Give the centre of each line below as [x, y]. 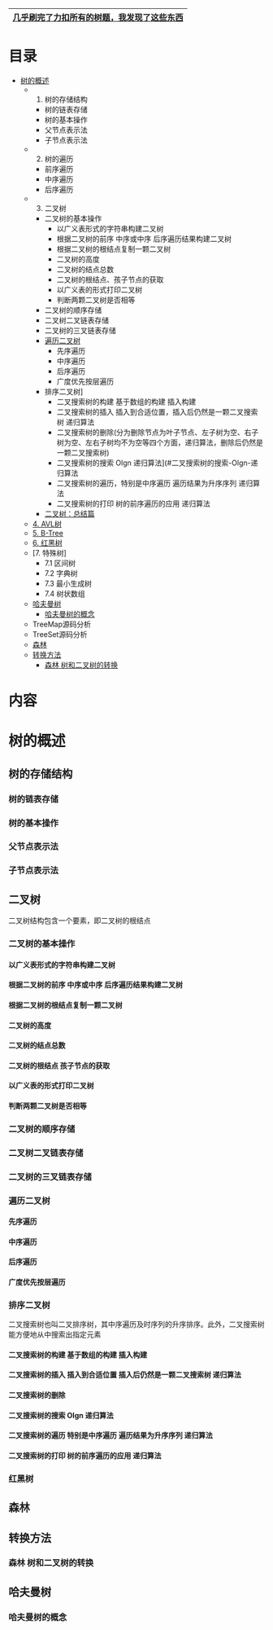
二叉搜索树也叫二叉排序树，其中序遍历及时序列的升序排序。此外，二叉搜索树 [136, 1325]
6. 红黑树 [47, 543]
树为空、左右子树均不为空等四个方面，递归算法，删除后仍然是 [160, 442]
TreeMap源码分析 [62, 624]
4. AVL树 [47, 524]
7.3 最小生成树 [68, 583]
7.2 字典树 [61, 573]
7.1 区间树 [60, 563]
